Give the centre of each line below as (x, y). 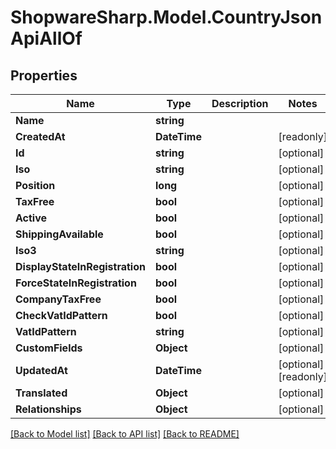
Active (31, 218)
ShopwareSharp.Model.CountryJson (166, 17)
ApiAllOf (46, 38)
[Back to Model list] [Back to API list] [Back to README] (125, 434)
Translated (41, 393)
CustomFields (49, 348)
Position (35, 185)
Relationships (48, 409)
